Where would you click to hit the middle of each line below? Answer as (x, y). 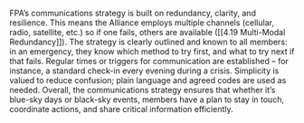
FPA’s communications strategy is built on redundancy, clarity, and (133, 13)
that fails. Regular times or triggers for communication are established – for (149, 61)
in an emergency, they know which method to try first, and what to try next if (152, 52)
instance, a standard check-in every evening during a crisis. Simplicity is (144, 71)
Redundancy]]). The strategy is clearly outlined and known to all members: (148, 42)
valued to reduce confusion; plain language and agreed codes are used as (148, 80)
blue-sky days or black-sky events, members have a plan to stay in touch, (147, 99)
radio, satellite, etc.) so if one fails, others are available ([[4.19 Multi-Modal (147, 32)
